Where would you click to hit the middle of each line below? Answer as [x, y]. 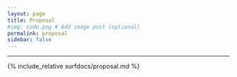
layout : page [26, 14]
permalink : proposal [38, 33]
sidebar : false [30, 40]
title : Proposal [31, 20]
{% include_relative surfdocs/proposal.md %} [74, 66]
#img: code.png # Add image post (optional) [74, 27]
